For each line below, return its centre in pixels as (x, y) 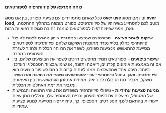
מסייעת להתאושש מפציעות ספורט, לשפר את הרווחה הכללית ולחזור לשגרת (81, 48)
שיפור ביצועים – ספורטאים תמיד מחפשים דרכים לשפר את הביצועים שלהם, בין (85, 59)
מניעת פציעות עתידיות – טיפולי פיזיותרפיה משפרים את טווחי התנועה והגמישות (85, 90)
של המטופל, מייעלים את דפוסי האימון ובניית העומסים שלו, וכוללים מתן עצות (82, 96)
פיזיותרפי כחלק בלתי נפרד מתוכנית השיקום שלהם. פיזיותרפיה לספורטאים (80, 43)
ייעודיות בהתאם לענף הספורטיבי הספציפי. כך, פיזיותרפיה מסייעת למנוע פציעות (85, 101)
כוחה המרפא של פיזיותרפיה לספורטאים (44, 7)
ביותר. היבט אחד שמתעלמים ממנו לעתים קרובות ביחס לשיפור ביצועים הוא (81, 70)
